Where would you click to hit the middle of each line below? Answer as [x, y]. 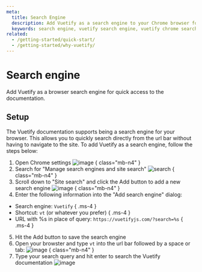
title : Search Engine [39, 17]
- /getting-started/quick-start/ [54, 40]
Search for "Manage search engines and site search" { [95, 168]
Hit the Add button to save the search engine [70, 237]
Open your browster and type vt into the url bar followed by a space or [103, 243]
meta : [13, 12]
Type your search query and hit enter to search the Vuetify [87, 256]
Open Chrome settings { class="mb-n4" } [78, 162]
